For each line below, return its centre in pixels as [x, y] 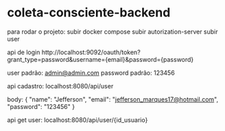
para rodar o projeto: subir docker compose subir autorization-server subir [113, 32]
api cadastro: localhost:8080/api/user [60, 86]
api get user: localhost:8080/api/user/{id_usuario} [78, 120]
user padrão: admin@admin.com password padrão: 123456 [91, 73]
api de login [24, 52]
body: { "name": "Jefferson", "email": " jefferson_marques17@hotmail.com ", [113, 99]
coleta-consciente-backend [89, 13]
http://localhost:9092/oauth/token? [91, 52]
